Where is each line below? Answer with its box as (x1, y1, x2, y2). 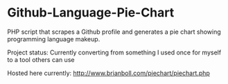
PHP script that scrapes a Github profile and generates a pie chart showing (7, 28, 222, 36)
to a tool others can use (7, 55, 75, 63)
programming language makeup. (7, 34, 100, 43)
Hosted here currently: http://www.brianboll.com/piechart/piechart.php (7, 69, 210, 77)
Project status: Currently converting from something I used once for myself (7, 48, 222, 56)
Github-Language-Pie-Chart (7, 5, 175, 21)
